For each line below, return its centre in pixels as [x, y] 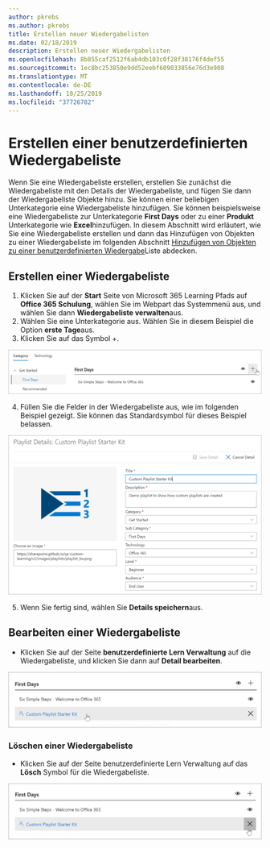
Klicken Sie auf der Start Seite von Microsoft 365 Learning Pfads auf [133, 296]
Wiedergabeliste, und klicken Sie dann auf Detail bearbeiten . [121, 660]
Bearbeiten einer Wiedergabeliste [94, 633]
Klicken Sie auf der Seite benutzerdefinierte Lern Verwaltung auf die [135, 652]
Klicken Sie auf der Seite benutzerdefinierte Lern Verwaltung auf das [134, 763]
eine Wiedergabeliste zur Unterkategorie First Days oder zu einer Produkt [131, 217]
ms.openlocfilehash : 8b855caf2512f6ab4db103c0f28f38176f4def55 [117, 60]
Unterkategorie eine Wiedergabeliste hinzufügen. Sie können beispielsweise [135, 208]
